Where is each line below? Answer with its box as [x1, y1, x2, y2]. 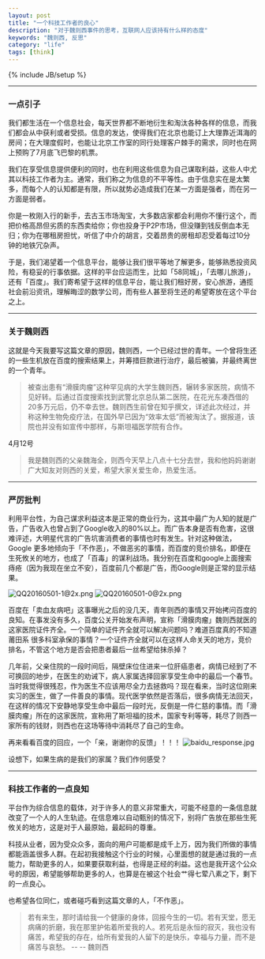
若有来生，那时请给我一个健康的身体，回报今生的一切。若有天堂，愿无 [27, 912, 256, 922]
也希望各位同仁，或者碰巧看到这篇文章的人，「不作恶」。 [8, 896, 188, 905]
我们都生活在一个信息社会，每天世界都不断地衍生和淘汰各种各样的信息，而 [8, 118, 250, 127]
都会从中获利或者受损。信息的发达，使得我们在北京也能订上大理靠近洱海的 [14, 128, 257, 138]
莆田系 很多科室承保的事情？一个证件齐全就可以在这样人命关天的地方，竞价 [8, 634, 252, 644]
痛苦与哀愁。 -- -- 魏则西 [27, 942, 109, 952]
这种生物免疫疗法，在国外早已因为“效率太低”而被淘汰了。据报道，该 [34, 412, 256, 421]
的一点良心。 [8, 879, 50, 889]
